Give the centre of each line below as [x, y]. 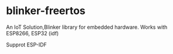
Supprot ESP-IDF [26, 45]
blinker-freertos [46, 11]
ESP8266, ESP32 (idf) [33, 33]
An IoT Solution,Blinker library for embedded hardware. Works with [87, 27]
